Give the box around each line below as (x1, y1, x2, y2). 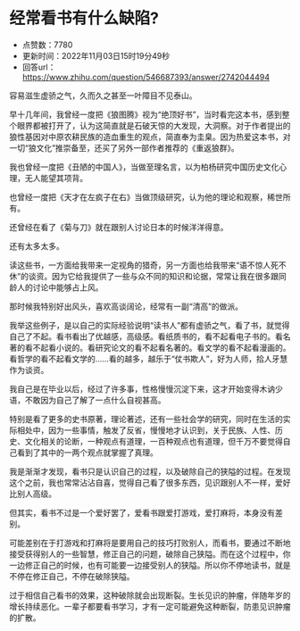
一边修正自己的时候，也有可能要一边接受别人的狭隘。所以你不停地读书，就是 (9, 560, 291, 570)
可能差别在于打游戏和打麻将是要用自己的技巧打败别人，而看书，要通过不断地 (9, 537, 291, 548)
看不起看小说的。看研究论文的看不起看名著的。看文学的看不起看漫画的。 (24, 342, 291, 353)
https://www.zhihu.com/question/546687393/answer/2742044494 (21, 71, 271, 82)
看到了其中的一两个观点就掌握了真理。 (16, 447, 158, 458)
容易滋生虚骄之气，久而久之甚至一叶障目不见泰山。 (9, 90, 197, 101)
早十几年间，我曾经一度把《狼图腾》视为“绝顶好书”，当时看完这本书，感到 (9, 109, 283, 120)
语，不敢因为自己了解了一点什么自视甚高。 (9, 394, 166, 405)
